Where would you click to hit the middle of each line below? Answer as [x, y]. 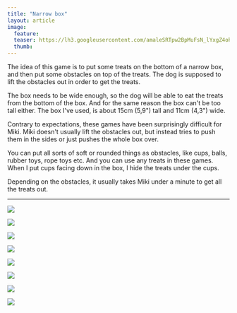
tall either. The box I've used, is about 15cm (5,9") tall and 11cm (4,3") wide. [116, 111]
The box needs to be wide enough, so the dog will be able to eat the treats [115, 95]
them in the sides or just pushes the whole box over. [83, 139]
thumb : [23, 47]
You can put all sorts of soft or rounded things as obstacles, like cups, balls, [117, 153]
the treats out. [28, 189]
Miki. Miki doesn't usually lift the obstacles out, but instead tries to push [111, 132]
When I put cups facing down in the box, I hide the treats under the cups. [114, 168]
